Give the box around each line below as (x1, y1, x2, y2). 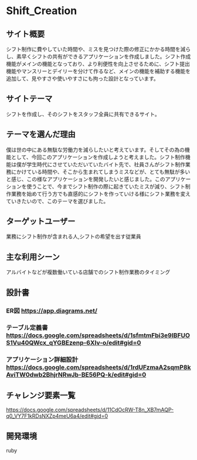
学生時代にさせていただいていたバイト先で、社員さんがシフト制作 (26, 160, 186, 168)
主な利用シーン (6, 251, 60, 262)
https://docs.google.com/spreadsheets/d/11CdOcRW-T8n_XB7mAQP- (6, 407, 174, 414)
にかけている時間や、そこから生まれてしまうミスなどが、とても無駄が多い (11, 168, 191, 175)
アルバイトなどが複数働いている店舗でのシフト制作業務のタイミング (6, 268, 171, 276)
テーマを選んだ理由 (6, 129, 76, 139)
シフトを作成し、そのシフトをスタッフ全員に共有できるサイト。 (6, 110, 160, 117)
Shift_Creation (6, 4, 77, 18)
